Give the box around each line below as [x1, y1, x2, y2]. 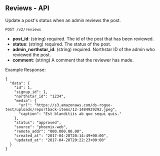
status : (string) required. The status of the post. [12, 41, 111, 47]
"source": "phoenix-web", [14, 124, 68, 129]
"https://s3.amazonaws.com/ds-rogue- [34, 102, 113, 107]
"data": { [9, 80, 30, 85]
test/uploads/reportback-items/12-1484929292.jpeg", [5, 107, 117, 112]
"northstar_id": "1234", [14, 93, 66, 99]
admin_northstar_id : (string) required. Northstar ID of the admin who [12, 46, 155, 52]
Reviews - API [5, 4, 49, 12]
